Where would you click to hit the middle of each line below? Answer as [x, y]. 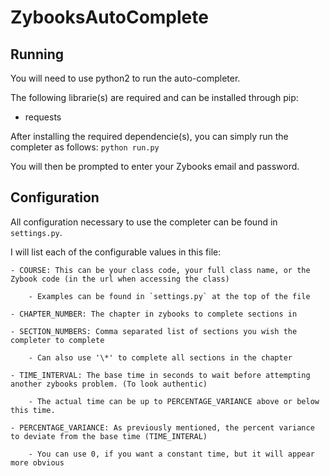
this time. [33, 410]
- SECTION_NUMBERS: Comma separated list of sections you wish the [154, 331]
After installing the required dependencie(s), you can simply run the [149, 136]
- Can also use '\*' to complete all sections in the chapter [160, 357]
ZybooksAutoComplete [109, 17]
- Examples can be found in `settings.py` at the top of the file [169, 296]
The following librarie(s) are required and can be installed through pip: [154, 97]
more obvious [37, 462]
